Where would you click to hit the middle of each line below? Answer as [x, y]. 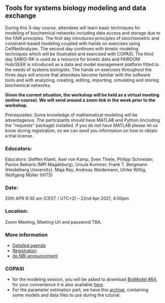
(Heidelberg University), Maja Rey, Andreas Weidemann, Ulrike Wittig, [76, 170]
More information [26, 235]
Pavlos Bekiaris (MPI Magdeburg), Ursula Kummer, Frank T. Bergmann [76, 165]
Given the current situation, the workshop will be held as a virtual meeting [82, 95]
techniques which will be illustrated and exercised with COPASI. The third [79, 54]
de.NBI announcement [35, 256]
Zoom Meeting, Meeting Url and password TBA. [53, 222]
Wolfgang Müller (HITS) [29, 175]
